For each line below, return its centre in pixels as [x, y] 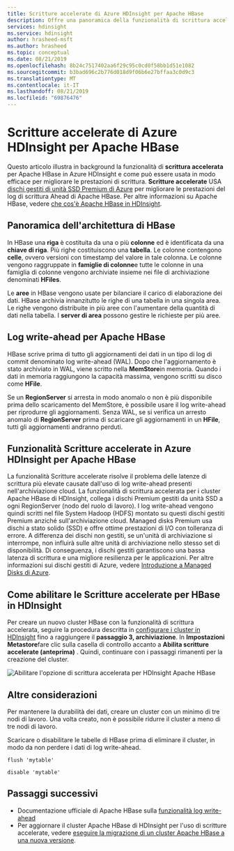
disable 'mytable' [34, 772]
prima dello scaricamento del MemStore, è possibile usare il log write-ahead [117, 405]
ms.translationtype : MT [42, 78]
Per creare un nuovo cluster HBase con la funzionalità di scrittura [101, 622]
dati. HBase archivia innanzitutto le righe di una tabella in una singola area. [114, 300]
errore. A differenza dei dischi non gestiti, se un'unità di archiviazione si [110, 536]
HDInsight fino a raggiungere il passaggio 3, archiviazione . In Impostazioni [116, 637]
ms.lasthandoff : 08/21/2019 [48, 91]
